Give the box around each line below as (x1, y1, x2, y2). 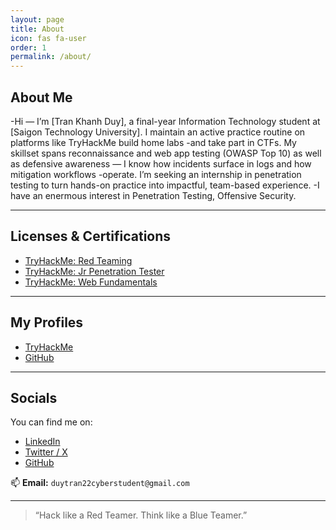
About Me (10, 89, 73, 106)
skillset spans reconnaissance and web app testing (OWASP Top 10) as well (10, 147, 322, 159)
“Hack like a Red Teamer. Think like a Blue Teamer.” (34, 509, 248, 521)
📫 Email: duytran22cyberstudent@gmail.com (10, 477, 190, 489)
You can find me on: (10, 416, 93, 428)
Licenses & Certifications (10, 228, 172, 245)
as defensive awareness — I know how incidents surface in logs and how (10, 157, 312, 170)
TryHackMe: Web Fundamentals (24, 276, 158, 288)
